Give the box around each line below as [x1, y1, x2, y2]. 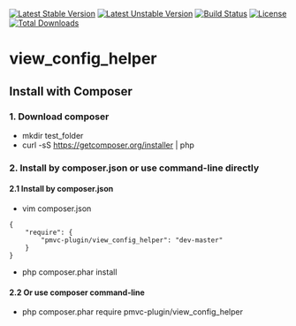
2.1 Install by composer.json [9, 184, 114, 194]
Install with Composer [9, 84, 133, 99]
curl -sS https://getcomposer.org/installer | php [21, 140, 194, 150]
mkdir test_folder [21, 130, 84, 140]
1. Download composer [9, 110, 110, 123]
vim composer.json [21, 203, 92, 214]
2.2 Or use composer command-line [9, 287, 146, 298]
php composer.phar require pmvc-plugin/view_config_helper [21, 307, 243, 317]
